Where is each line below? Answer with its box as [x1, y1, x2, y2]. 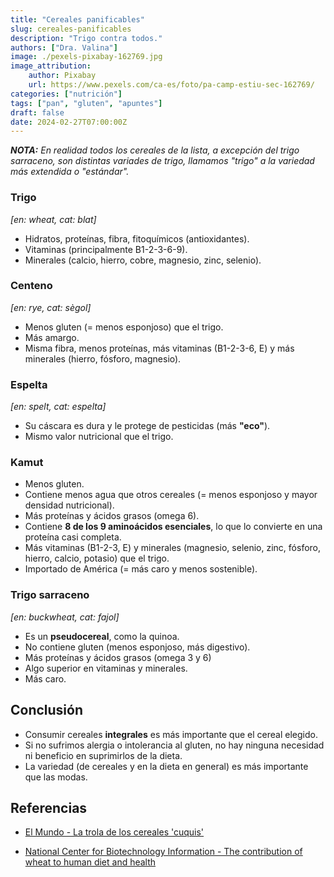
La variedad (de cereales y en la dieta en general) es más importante [24, 760, 309, 772]
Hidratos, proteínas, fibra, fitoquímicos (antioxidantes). [24, 232, 250, 245]
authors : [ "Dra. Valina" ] [10, 42, 118, 53]
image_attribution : [10, 61, 92, 71]
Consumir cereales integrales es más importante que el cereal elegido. [24, 728, 318, 740]
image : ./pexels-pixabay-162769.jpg [10, 52, 163, 62]
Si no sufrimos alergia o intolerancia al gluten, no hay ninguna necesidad [24, 739, 325, 751]
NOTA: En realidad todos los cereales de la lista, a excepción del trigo [10, 144, 300, 156]
